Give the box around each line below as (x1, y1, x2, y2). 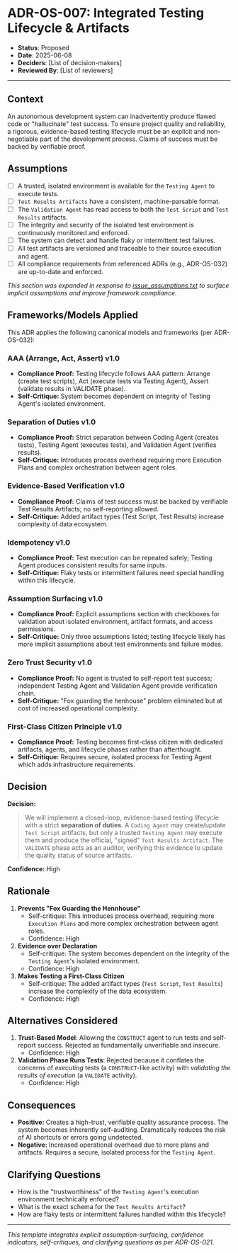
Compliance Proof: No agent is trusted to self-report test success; (17, 674, 212, 682)
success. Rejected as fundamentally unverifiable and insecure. (37, 1041, 221, 1050)
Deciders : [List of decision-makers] (17, 58, 123, 67)
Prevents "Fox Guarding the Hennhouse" (17, 904, 141, 912)
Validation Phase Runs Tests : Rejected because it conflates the (17, 1056, 205, 1065)
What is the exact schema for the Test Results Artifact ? (17, 1202, 186, 1211)
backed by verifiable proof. (7, 142, 86, 150)
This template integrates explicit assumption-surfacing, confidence (7, 1230, 204, 1239)
